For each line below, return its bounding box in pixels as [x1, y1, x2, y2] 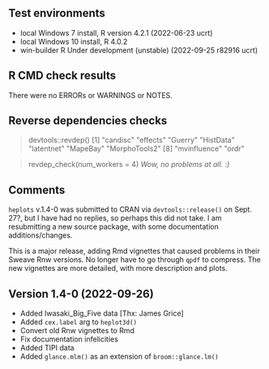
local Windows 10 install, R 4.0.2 [19, 36, 128, 46]
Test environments [8, 6, 105, 20]
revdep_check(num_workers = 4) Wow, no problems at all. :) [28, 160, 230, 169]
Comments [8, 182, 66, 197]
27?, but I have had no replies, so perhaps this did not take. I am [8, 213, 222, 223]
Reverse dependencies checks [8, 114, 168, 128]
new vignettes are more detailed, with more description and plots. [8, 264, 228, 273]
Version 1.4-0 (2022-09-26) [8, 287, 154, 301]
